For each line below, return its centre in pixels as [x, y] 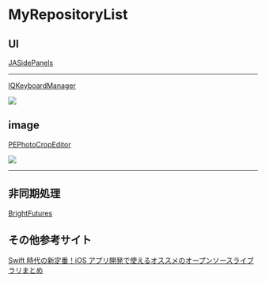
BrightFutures [30, 213]
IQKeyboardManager [42, 86]
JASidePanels [31, 63]
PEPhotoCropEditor [40, 144]
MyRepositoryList [68, 15]
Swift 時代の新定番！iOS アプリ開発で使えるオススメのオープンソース [121, 261]
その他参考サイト [50, 240]
